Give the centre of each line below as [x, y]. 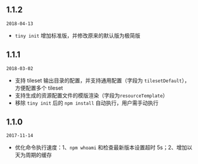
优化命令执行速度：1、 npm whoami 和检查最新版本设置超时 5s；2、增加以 [103, 148]
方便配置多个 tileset [39, 88]
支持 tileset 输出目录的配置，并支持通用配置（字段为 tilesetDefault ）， [102, 80]
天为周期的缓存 [33, 155]
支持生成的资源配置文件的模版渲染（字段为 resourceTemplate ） [92, 95]
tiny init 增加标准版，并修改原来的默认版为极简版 [77, 35]
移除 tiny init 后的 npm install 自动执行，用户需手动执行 [86, 103]
